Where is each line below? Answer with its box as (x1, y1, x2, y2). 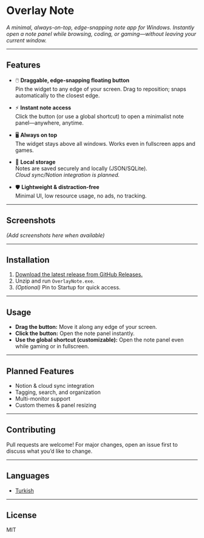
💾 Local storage (15, 158, 56, 165)
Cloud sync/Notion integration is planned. (15, 171, 120, 178)
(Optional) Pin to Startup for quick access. (15, 284, 121, 291)
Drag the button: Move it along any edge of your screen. (15, 323, 157, 331)
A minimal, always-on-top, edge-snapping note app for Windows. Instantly (6, 24, 195, 31)
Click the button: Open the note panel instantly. (15, 329, 135, 337)
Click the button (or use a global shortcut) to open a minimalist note (15, 112, 184, 120)
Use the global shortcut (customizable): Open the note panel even (15, 336, 184, 343)
